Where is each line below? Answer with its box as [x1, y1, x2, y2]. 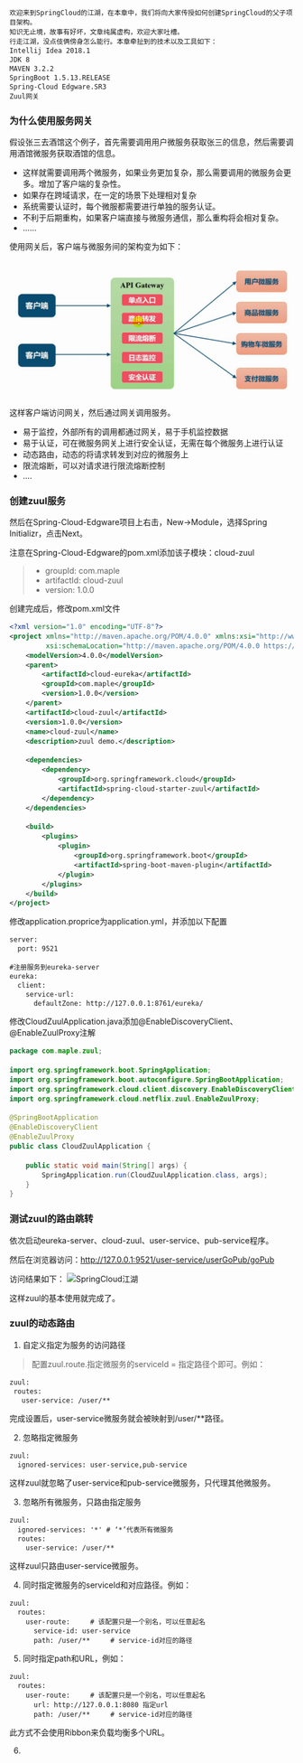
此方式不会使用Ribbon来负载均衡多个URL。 [9, 1727, 170, 1738]
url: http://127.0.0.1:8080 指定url [32, 1700, 169, 1710]
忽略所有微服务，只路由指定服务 [22, 1496, 142, 1507]
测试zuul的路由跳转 [9, 1213, 94, 1225]
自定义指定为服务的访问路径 [22, 1339, 126, 1350]
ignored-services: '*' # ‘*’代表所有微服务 [17, 1525, 174, 1534]
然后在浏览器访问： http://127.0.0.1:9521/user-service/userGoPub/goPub [9, 1254, 275, 1265]
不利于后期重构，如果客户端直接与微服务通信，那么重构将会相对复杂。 [22, 212, 284, 223]
